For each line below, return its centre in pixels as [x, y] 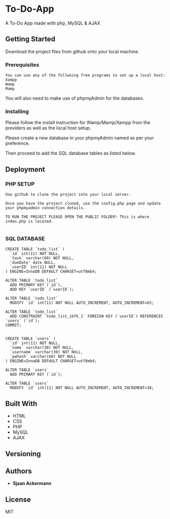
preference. [18, 143]
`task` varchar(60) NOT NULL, [42, 258]
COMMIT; [14, 325]
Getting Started [30, 39]
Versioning [23, 454]
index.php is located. [29, 221]
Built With [21, 404]
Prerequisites [22, 64]
